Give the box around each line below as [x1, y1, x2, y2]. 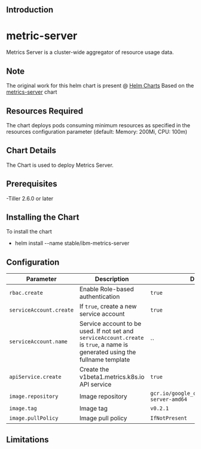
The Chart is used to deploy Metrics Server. [6, 161, 114, 169]
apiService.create [9, 373, 62, 381]
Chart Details [6, 145, 57, 155]
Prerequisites [6, 179, 57, 189]
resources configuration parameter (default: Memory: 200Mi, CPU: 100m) [6, 128, 187, 135]
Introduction [6, 5, 54, 15]
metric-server [6, 29, 78, 43]
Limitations [6, 435, 49, 445]
